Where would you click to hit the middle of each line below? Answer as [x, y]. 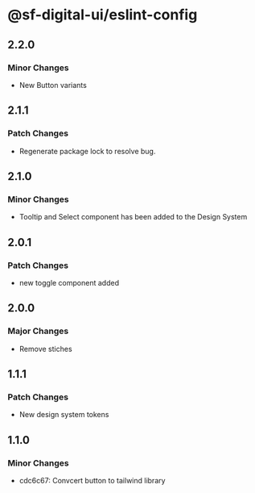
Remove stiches [46, 349]
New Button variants [53, 85]
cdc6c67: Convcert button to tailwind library [92, 480]
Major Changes [38, 331]
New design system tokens [64, 415]
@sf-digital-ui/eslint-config [103, 15]
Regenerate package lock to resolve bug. [87, 151]
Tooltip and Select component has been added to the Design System [133, 217]
